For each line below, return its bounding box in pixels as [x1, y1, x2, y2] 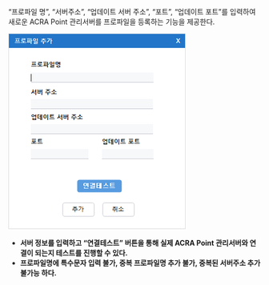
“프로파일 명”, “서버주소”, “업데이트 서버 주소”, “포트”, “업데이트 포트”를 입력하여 [8, 7, 256, 16]
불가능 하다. [19, 268, 58, 278]
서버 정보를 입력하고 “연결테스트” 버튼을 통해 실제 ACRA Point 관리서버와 [19, 239, 248, 247]
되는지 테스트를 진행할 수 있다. [34, 248, 128, 258]
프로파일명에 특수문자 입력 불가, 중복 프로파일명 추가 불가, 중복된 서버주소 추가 [19, 259, 261, 267]
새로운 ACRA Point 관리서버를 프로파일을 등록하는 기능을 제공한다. [8, 17, 215, 26]
